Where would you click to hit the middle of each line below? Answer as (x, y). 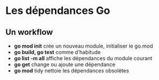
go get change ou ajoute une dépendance (65, 64)
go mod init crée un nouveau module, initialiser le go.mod (83, 46)
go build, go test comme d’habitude (57, 52)
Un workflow (29, 32)
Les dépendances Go (58, 11)
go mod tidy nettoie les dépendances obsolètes (71, 70)
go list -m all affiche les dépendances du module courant (83, 58)
